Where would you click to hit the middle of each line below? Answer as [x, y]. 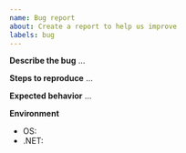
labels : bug [32, 35]
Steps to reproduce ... [52, 78]
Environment [34, 114]
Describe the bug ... [47, 61]
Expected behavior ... [51, 96]
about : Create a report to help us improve [93, 26]
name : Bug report [42, 18]
